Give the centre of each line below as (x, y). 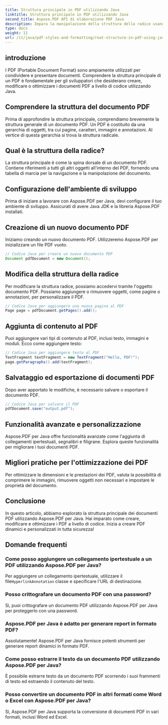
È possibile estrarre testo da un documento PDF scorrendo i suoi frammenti (83, 676)
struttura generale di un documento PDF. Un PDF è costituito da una (75, 124)
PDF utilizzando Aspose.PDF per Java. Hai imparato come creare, (73, 518)
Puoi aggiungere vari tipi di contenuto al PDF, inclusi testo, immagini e (77, 338)
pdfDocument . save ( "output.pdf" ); (40, 409)
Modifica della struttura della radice (62, 274)
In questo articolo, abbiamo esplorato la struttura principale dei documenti (81, 513)
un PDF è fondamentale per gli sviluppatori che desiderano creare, (74, 80)
